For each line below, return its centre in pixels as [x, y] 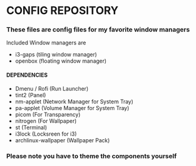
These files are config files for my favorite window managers [98, 30]
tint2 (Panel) [30, 95]
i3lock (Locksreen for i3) [46, 134]
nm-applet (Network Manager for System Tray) [74, 102]
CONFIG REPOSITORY [62, 11]
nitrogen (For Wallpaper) [46, 121]
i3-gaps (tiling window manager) [56, 55]
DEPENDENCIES [27, 75]
